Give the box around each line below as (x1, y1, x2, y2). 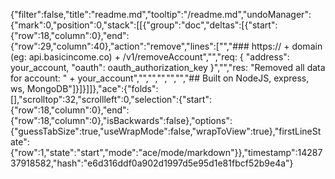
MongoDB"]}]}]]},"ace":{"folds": (26, 83, 159, 94)
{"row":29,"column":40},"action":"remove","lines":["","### (10, 40, 250, 52)
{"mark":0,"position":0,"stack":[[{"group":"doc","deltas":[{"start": (10, 19, 278, 31)
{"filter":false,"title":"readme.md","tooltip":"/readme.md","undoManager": (10, 9, 312, 20)
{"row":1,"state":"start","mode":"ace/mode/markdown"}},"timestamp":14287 (10, 147, 323, 158)
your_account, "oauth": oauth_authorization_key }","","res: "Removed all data (10, 62, 326, 73)
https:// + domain (251, 40, 323, 52)
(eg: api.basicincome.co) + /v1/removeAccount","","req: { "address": (10, 51, 290, 63)
